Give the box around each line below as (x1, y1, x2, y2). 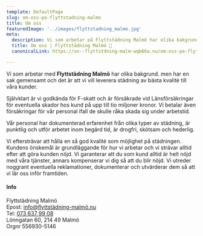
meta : (6, 31, 20, 38)
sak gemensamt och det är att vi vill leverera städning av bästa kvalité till (6, 76, 187, 84)
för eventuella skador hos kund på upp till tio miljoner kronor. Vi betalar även (6, 101, 196, 108)
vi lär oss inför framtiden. (6, 169, 69, 177)
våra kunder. (6, 83, 38, 90)
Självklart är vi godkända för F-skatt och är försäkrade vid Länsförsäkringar (6, 94, 194, 102)
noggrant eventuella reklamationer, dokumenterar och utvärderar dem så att (6, 163, 195, 170)
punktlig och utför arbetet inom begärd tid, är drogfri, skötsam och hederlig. (6, 125, 195, 133)
